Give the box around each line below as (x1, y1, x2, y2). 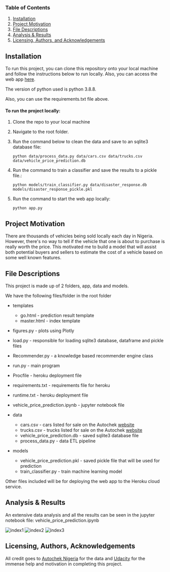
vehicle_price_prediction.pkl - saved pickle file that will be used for (20, 457, 160, 464)
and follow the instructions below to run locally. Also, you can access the (5, 71, 158, 77)
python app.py (12, 205, 43, 211)
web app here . (5, 76, 36, 82)
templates (12, 302, 34, 309)
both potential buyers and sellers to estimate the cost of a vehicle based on (5, 249, 163, 255)
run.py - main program (12, 363, 60, 369)
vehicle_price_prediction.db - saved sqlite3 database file (20, 432, 139, 438)
